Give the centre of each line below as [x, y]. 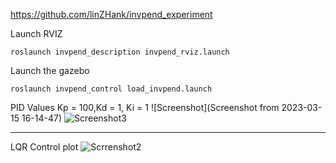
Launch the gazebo [50, 70]
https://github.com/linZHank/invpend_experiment [111, 14]
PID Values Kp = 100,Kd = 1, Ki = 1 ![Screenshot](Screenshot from [145, 107]
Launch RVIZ [36, 33]
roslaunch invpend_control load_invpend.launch [111, 89]
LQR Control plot [44, 147]
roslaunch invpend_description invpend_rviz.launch [120, 52]
